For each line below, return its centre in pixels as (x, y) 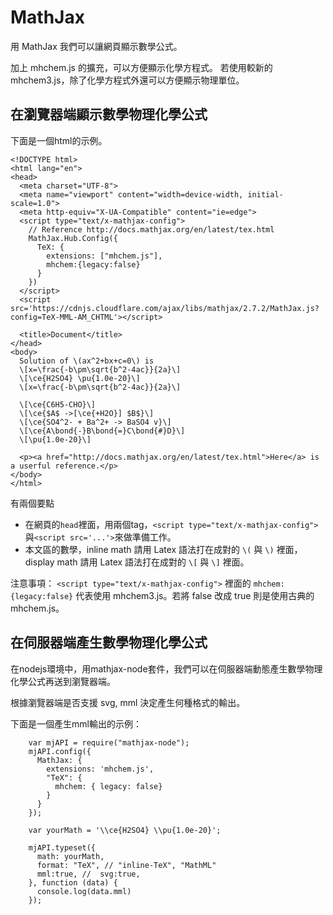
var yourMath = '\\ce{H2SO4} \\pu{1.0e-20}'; (125, 830)
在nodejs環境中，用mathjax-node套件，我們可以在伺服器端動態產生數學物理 (166, 668)
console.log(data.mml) (84, 891)
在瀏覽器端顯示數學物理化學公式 (109, 114)
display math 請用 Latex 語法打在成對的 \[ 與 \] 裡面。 (137, 562)
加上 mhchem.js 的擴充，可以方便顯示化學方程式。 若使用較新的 (141, 67)
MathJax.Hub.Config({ (73, 238)
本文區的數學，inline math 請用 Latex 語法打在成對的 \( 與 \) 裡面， (163, 549)
